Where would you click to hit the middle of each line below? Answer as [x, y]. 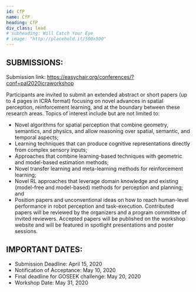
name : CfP [18, 17]
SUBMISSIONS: [35, 63]
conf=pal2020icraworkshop [40, 83]
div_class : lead [26, 28]
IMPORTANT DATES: [44, 250]
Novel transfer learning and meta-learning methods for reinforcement [99, 168]
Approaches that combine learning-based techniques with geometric [98, 156]
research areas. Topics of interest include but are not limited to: [83, 113]
